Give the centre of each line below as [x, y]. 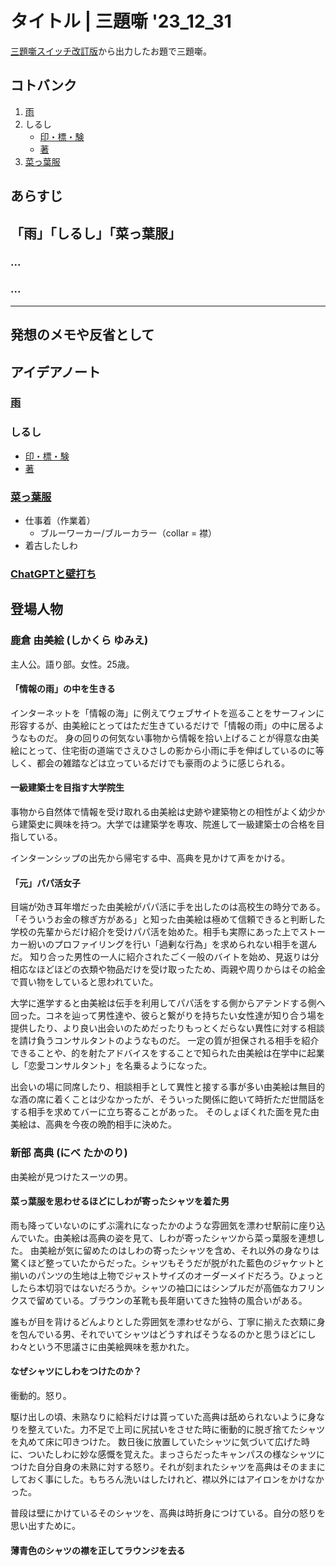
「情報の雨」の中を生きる [63, 689]
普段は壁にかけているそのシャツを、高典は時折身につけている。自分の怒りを [168, 1513]
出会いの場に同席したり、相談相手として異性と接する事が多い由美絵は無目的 [168, 1087]
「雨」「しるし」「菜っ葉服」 [96, 233]
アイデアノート [56, 372]
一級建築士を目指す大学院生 [67, 788]
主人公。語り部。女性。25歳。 [72, 664]
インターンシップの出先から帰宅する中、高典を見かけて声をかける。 [150, 858]
